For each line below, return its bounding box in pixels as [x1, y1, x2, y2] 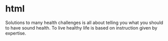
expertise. [5, 30, 26, 36]
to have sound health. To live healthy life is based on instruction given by [5, 24, 157, 30]
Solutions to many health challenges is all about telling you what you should [5, 19, 163, 25]
